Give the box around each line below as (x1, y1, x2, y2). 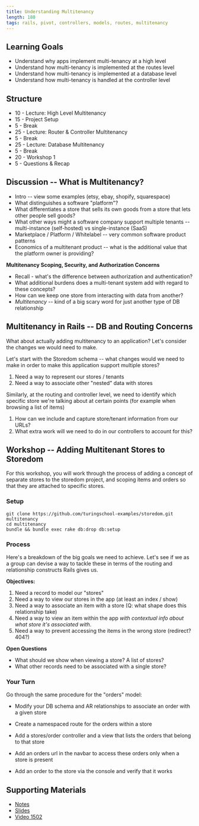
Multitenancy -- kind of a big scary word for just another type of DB (14, 298, 180, 305)
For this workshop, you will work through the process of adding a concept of (6, 470, 193, 477)
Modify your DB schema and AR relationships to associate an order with (14, 702, 191, 710)
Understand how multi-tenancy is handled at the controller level (14, 77, 171, 84)
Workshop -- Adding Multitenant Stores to (6, 445, 165, 455)
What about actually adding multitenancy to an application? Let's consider (6, 337, 187, 345)
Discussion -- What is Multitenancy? (6, 177, 144, 187)
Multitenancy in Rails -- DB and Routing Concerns (6, 321, 193, 332)
